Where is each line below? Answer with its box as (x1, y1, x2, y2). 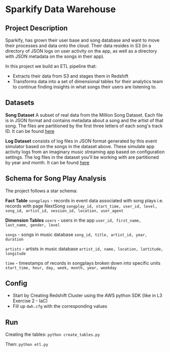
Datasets (5, 98, 35, 107)
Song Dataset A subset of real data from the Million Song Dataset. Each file (5, 112, 163, 118)
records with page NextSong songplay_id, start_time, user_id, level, (5, 203, 157, 209)
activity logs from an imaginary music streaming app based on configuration (5, 149, 165, 155)
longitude (5, 251, 26, 256)
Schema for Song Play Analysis (5, 174, 107, 183)
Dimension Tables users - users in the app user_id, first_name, (5, 217, 142, 223)
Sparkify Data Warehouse (5, 4, 116, 15)
